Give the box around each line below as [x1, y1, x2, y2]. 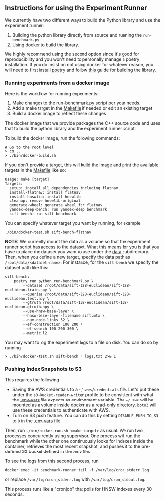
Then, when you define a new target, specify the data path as [5, 254, 130, 260]
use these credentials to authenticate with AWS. [12, 407, 110, 413]
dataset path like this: [5, 265, 49, 271]
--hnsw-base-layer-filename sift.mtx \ [23, 313, 105, 318]
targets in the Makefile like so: [5, 167, 66, 173]
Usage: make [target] [5, 177, 50, 182]
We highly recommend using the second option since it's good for [5, 51, 140, 57]
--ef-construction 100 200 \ [23, 322, 83, 327]
